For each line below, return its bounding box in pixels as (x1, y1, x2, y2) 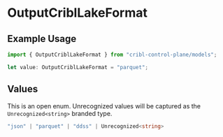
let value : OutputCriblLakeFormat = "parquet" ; (7, 64, 149, 71)
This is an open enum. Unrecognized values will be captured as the (7, 101, 201, 110)
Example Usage (7, 33, 77, 45)
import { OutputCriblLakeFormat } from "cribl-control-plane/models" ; (7, 51, 217, 58)
